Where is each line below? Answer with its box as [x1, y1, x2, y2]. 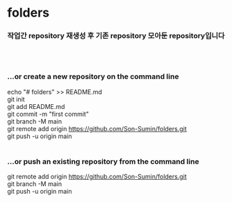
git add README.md [7, 102, 65, 110]
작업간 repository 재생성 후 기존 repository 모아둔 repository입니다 [7, 31, 225, 41]
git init [7, 95, 26, 103]
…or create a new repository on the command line [7, 71, 179, 81]
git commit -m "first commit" [7, 110, 89, 118]
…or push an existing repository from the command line [7, 156, 199, 166]
